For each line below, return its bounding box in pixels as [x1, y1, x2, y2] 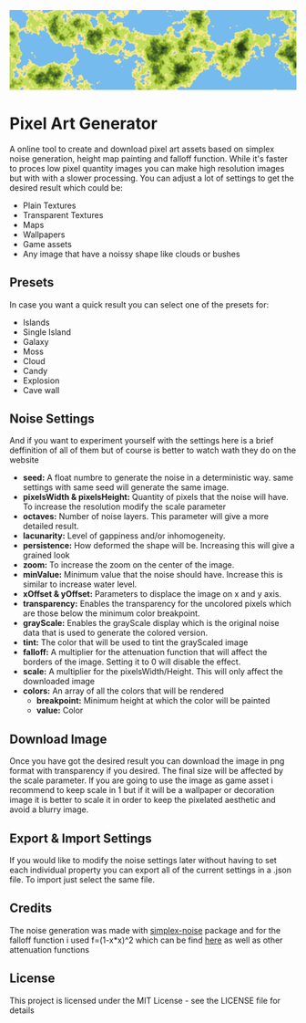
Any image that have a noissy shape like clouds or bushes [22, 248, 240, 259]
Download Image [9, 731, 107, 746]
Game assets [22, 238, 73, 249]
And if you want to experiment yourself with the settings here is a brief [9, 435, 274, 446]
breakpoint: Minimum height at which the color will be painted [36, 695, 270, 706]
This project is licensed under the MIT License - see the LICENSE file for [9, 995, 280, 1006]
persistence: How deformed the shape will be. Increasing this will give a [22, 540, 295, 551]
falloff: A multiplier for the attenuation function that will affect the [22, 647, 268, 658]
